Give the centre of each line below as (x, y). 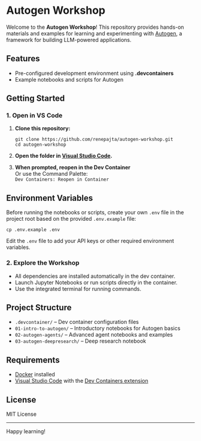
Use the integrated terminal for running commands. (78, 289)
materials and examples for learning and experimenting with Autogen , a (94, 33)
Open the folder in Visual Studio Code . (63, 156)
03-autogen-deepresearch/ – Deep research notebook (80, 341)
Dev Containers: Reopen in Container (62, 180)
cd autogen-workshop (40, 145)
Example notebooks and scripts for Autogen (69, 79)
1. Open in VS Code (34, 116)
